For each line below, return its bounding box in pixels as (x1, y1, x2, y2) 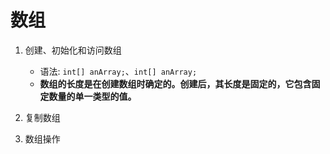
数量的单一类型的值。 (48, 90, 137, 102)
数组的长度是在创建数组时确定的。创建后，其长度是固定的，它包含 (39, 77, 312, 90)
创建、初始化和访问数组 (24, 44, 122, 56)
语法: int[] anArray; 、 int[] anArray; (39, 65, 198, 77)
